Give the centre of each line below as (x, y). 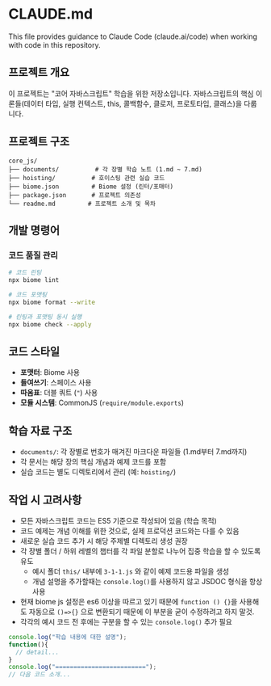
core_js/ (23, 161)
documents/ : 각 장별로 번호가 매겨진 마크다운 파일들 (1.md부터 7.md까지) (133, 452)
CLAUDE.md (51, 14)
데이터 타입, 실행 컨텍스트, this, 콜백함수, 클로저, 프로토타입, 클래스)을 (133, 103)
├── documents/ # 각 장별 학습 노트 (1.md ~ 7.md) (106, 169)
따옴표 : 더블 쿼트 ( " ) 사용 (59, 393)
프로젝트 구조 (39, 142)
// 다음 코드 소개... (40, 675)
